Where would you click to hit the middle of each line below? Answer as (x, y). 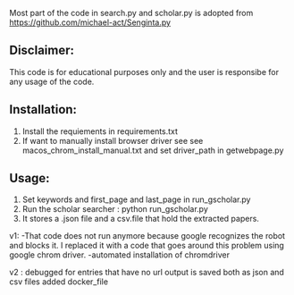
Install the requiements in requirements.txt (100, 131)
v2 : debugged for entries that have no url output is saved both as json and (147, 273)
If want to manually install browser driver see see (113, 140)
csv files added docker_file (59, 282)
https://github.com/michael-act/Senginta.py (90, 22)
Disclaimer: (42, 51)
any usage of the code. (52, 81)
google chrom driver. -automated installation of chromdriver (120, 255)
